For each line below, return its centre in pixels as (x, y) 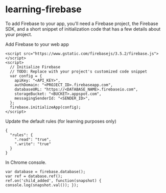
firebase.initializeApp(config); (45, 107)
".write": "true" (33, 144)
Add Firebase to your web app (37, 44)
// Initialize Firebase (35, 67)
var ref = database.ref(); (34, 176)
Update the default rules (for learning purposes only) (61, 121)
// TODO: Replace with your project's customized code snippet (78, 71)
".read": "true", (33, 139)
